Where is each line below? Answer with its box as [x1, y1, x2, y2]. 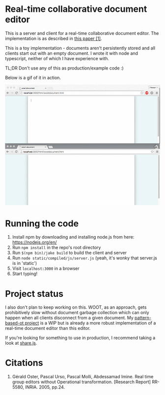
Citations [5, 358, 43, 368]
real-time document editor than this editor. [5, 325, 91, 331]
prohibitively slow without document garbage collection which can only [5, 310, 149, 316]
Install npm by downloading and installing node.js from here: [12, 234, 135, 240]
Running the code [5, 218, 79, 229]
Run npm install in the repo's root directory [12, 245, 101, 251]
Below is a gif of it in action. [5, 74, 61, 80]
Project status [5, 288, 64, 299]
